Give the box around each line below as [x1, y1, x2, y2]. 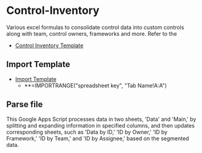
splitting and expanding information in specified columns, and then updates [6, 122, 195, 129]
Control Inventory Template [15, 42, 84, 49]
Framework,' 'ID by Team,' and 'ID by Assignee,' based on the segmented [6, 134, 189, 142]
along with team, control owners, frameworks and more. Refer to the [6, 30, 177, 37]
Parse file [6, 99, 43, 109]
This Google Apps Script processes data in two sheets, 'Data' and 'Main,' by [6, 116, 197, 123]
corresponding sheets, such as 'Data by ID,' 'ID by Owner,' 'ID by [6, 128, 168, 135]
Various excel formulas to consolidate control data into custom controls [6, 24, 184, 31]
